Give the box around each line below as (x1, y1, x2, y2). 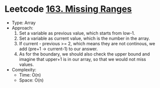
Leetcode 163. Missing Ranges (4, 3, 132, 15)
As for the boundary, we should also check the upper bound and (19, 51, 150, 57)
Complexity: (11, 66, 36, 72)
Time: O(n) (19, 72, 41, 78)
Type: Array (11, 20, 36, 26)
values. (19, 61, 34, 67)
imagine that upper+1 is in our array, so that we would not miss (19, 56, 146, 62)
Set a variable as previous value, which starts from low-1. (19, 30, 135, 36)
